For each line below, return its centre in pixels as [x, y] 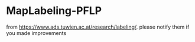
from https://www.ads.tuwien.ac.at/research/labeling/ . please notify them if [98, 27]
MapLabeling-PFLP [54, 11]
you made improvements [36, 33]
